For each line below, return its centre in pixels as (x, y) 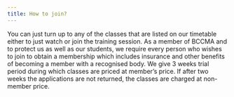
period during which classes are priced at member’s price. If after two (108, 71)
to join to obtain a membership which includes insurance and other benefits (116, 56)
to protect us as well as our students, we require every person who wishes (115, 48)
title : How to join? (37, 14)
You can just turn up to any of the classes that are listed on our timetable (112, 34)
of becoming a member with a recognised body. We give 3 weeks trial (108, 63)
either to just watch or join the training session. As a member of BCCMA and (117, 41)
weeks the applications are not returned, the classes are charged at (105, 79)
